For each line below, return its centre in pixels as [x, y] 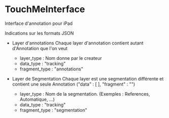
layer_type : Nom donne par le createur [61, 58]
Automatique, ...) [37, 99]
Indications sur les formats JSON [39, 33]
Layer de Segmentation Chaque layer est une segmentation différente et [88, 78]
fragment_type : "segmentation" [53, 110]
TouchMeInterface [45, 9]
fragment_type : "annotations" [51, 69]
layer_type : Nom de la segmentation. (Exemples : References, [85, 94]
